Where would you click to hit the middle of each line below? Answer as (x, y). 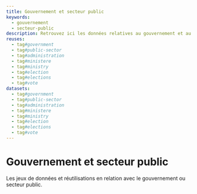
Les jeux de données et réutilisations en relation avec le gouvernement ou (96, 178)
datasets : (18, 89)
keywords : (18, 17)
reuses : (16, 39)
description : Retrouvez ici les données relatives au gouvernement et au (99, 34)
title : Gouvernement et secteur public (55, 12)
